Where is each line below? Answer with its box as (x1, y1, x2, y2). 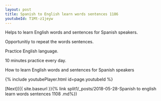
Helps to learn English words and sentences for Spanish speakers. (5, 30, 138, 35)
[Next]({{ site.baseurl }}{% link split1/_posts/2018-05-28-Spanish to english (5, 86, 157, 92)
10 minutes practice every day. (5, 58, 67, 64)
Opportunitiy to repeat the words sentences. (5, 39, 94, 45)
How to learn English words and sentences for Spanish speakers (5, 67, 135, 73)
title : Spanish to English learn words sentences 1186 (5, 12, 119, 17)
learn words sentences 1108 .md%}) (5, 91, 77, 97)
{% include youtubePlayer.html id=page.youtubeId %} (5, 76, 113, 83)
